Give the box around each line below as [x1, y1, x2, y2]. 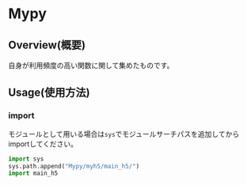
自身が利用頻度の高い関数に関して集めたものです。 [8, 61, 174, 70]
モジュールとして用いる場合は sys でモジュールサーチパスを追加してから [8, 129, 240, 138]
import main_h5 [8, 169, 59, 178]
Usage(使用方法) [8, 86, 90, 100]
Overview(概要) [8, 38, 85, 51]
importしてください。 [8, 139, 78, 149]
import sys [8, 155, 44, 163]
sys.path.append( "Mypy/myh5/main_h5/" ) [8, 162, 140, 170]
